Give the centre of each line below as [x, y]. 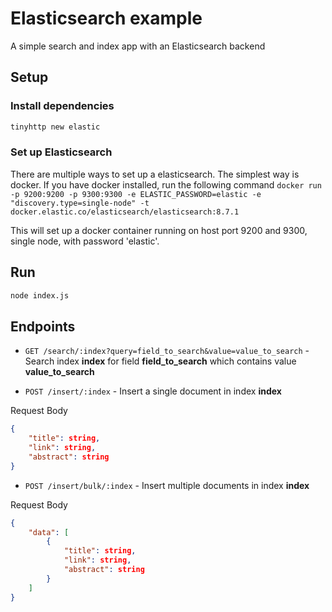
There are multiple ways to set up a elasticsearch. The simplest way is [155, 174]
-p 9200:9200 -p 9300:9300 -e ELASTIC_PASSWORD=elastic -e [136, 194]
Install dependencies [62, 106]
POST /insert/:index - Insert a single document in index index [153, 391]
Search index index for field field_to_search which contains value [160, 361]
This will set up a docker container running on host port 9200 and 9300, [159, 230]
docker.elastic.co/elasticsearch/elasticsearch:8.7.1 [125, 212]
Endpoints [43, 326]
